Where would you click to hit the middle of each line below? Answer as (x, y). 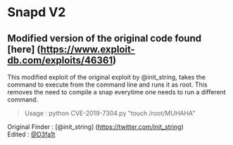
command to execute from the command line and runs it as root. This (107, 84)
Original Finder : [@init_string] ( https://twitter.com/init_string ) (96, 127)
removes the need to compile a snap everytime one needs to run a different (117, 92)
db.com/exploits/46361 (60, 60)
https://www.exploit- (88, 49)
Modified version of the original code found (105, 38)
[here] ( (24, 49)
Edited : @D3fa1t (31, 134)
